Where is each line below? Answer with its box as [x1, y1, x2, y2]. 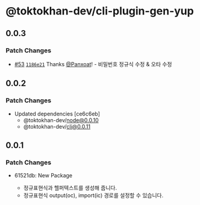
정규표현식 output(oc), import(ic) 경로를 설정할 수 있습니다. [23, 192, 164, 199]
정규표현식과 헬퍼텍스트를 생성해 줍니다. [23, 185, 117, 192]
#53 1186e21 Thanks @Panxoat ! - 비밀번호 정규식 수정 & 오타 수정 [14, 60, 172, 67]
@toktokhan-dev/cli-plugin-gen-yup [5, 4, 194, 18]
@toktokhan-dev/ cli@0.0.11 [23, 123, 91, 130]
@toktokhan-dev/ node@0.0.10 [23, 116, 99, 124]
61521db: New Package [14, 172, 73, 179]
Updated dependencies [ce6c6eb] [14, 110, 101, 117]
